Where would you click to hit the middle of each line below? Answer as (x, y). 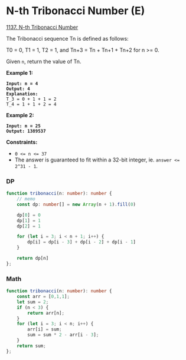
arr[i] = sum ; (45, 329)
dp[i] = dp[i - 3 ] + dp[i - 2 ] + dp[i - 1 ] (81, 242)
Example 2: (20, 115)
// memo (26, 199)
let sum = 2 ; (33, 302)
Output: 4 (18, 89)
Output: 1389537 (26, 131)
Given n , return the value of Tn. (44, 61)
